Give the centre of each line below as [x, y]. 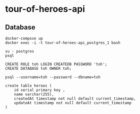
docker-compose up [24, 38]
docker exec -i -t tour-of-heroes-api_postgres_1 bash [63, 43]
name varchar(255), [34, 94]
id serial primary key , [40, 90]
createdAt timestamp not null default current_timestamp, [75, 99]
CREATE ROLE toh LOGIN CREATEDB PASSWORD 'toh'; [56, 64]
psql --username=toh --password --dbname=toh [53, 77]
